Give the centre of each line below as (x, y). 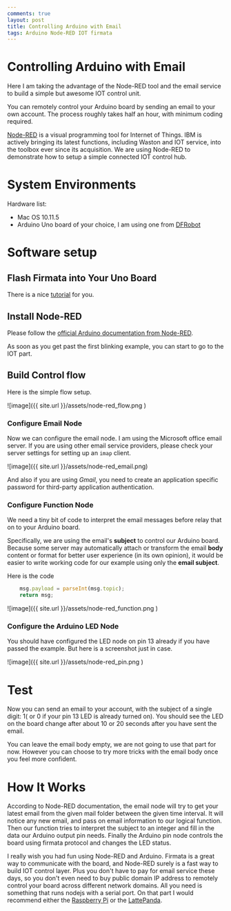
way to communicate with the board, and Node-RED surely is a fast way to (113, 863)
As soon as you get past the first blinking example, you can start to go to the (115, 346)
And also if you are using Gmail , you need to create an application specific (113, 480)
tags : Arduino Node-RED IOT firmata (60, 33)
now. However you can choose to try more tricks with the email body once (113, 752)
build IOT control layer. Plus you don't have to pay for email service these (111, 871)
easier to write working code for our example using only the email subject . (113, 563)
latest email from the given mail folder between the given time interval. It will (115, 814)
